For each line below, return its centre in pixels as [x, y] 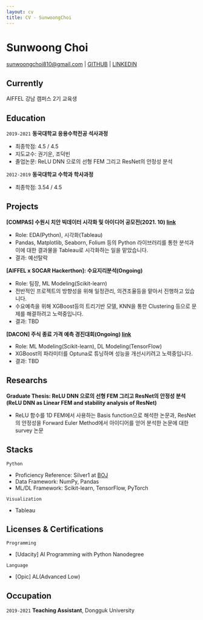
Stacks [20, 450]
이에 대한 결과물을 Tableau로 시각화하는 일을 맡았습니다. [82, 250]
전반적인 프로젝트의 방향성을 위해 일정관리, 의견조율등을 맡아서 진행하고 [99, 291]
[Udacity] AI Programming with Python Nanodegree [79, 555]
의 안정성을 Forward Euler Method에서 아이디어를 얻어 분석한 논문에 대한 [102, 422]
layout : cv [20, 12]
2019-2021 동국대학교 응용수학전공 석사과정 [57, 133]
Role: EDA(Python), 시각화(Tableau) [59, 235]
